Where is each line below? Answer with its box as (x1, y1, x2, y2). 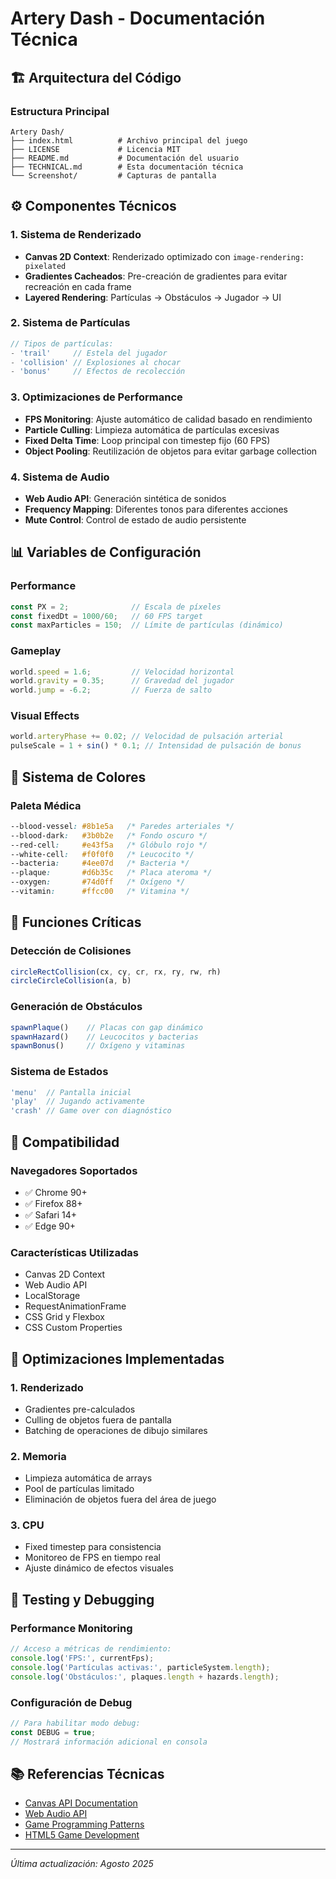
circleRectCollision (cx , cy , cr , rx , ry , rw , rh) (10, 967, 222, 977)
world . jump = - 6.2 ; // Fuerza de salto (10, 685, 213, 696)
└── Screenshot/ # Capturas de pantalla (10, 170, 217, 181)
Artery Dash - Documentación (10, 7, 266, 30)
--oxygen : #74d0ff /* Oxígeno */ (10, 877, 186, 887)
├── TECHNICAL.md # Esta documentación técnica (10, 162, 244, 172)
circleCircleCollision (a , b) (10, 976, 132, 986)
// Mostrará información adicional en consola (10, 1737, 208, 1747)
